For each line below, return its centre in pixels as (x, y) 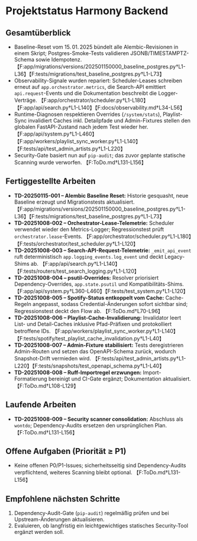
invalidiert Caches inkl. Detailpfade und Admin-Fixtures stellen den (109, 120)
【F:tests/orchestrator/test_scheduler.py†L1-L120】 (76, 243)
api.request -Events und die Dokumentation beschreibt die (85, 93)
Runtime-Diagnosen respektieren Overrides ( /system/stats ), (88, 114)
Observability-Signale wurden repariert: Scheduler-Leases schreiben (98, 80)
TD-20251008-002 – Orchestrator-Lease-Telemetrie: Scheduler (94, 223)
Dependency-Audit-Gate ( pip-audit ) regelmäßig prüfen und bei (91, 513)
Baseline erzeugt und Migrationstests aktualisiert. (74, 202)
